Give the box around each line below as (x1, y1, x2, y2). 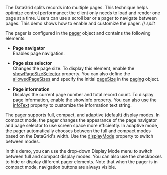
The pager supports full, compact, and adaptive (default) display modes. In (5, 112, 160, 118)
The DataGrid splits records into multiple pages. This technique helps (5, 5, 148, 10)
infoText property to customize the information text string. (12, 102, 132, 108)
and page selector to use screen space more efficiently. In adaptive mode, (5, 123, 159, 128)
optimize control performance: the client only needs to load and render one (5, 10, 160, 16)
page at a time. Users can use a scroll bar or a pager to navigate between (5, 15, 157, 21)
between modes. (5, 138, 40, 144)
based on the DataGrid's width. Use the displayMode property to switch (5, 133, 154, 139)
